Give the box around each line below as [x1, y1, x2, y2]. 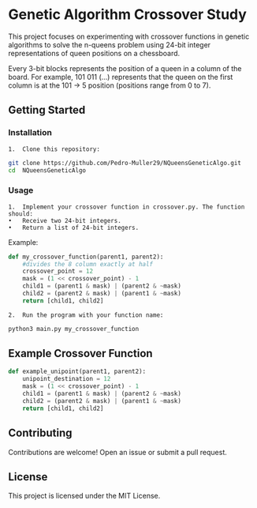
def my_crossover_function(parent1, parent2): [8, 253, 164, 261]
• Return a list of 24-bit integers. [8, 224, 140, 231]
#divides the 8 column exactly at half [22, 260, 154, 268]
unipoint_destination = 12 [22, 375, 111, 383]
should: [8, 209, 34, 218]
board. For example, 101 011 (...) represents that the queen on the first [8, 72, 233, 81]
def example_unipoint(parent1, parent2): [8, 367, 147, 376]
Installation [8, 127, 53, 138]
